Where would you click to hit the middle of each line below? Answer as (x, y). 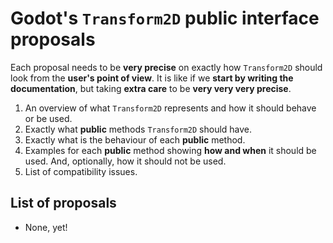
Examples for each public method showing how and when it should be (170, 150)
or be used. (48, 118)
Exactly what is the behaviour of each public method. (135, 139)
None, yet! (46, 227)
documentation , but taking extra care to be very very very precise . (151, 88)
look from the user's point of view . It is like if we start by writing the (152, 78)
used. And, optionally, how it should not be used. (125, 161)
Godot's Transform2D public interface (165, 18)
